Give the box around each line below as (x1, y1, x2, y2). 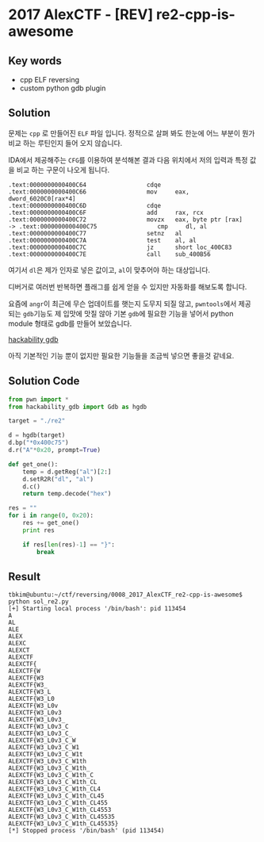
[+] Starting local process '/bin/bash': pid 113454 (8, 605, 186, 613)
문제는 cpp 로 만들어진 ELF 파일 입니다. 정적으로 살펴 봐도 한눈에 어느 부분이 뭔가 (8, 128, 255, 138)
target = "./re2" (8, 417, 66, 425)
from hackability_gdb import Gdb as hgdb (8, 403, 147, 411)
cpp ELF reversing (19, 75, 80, 84)
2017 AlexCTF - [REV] (8, 6, 153, 24)
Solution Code (8, 374, 80, 388)
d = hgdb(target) (8, 431, 66, 439)
